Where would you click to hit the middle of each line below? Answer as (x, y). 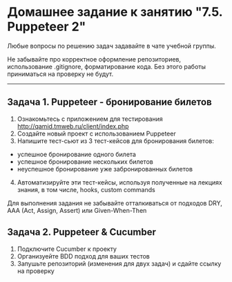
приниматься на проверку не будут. (60, 74)
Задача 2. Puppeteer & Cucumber (82, 232)
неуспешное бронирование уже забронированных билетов (105, 169)
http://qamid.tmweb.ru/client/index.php (73, 126)
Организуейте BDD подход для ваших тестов (83, 256)
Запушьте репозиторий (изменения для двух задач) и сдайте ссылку (119, 263)
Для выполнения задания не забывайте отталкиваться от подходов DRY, (115, 203)
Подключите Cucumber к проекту (67, 249)
